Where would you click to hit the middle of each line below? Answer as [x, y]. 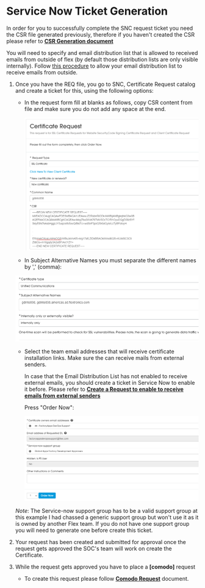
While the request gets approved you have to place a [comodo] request [105, 567]
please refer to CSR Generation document [60, 41]
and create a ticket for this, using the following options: [84, 90]
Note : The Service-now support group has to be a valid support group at [106, 511]
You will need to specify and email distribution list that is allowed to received [102, 52]
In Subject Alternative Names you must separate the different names [110, 260]
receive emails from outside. [42, 72]
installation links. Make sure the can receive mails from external [104, 358]
